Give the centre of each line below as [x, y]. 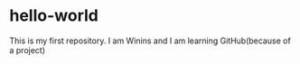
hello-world [54, 16]
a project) [28, 50]
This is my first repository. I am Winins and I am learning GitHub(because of [150, 41]
